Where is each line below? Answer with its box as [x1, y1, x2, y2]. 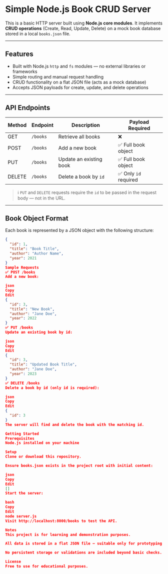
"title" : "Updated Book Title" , [9, 362, 77, 367]
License [5, 559, 21, 564]
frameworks [12, 68, 37, 74]
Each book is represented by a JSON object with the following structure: [5, 227, 154, 233]
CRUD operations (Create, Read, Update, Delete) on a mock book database [5, 25, 161, 31]
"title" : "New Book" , [9, 306, 55, 311]
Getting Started [5, 431, 39, 436]
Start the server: [5, 491, 43, 496]
